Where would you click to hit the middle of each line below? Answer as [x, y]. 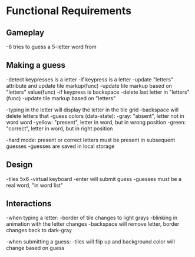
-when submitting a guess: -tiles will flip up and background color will [91, 242]
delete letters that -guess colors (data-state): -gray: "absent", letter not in [95, 116]
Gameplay [25, 33]
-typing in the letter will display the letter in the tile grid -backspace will [92, 110]
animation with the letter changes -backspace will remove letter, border [93, 224]
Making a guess [36, 65]
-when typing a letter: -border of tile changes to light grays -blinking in [92, 218]
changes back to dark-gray [39, 230]
